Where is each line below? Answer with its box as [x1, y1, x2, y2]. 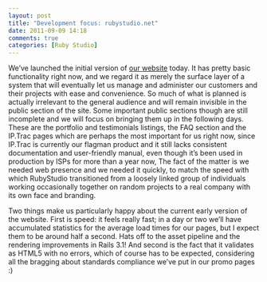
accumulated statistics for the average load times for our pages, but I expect [8, 223, 259, 232]
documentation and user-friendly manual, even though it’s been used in [8, 149, 243, 158]
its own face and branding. [8, 191, 96, 201]
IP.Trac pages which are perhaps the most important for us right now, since [8, 131, 256, 141]
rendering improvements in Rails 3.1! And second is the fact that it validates [8, 240, 254, 250]
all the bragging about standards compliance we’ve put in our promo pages [8, 257, 255, 267]
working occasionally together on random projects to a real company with [8, 182, 251, 192]
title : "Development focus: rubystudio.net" [8, 19, 159, 27]
